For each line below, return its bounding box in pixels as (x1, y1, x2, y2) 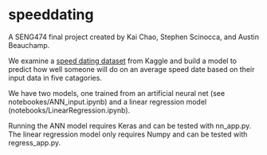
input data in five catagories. (8, 73, 102, 82)
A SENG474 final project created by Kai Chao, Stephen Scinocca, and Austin (8, 32, 259, 42)
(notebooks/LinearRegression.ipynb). (8, 105, 131, 115)
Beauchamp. (8, 40, 50, 50)
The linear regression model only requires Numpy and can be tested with (8, 129, 248, 139)
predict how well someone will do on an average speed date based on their (8, 64, 255, 74)
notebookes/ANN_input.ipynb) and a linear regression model (8, 97, 207, 106)
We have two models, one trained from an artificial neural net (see (8, 88, 226, 97)
